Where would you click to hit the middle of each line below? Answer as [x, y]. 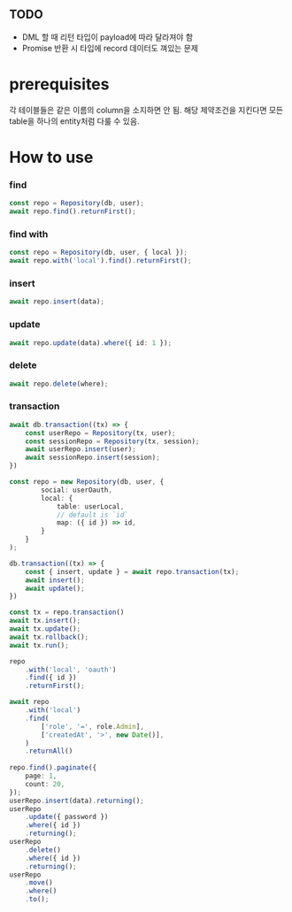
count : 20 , [45, 784]
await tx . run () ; [39, 645]
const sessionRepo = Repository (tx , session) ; [112, 441]
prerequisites [59, 84]
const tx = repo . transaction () [67, 613]
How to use [51, 157]
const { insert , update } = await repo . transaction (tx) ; [132, 571]
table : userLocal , [90, 506]
